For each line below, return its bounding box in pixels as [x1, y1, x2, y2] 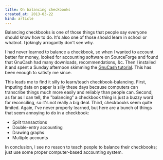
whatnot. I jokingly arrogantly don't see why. [5, 40, 94, 46]
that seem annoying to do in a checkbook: [5, 110, 90, 116]
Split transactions [12, 119, 47, 125]
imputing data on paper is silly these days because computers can [5, 84, 138, 90]
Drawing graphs [12, 129, 45, 136]
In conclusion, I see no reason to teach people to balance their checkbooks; [5, 144, 157, 150]
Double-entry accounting [12, 125, 63, 130]
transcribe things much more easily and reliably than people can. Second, [5, 89, 153, 95]
